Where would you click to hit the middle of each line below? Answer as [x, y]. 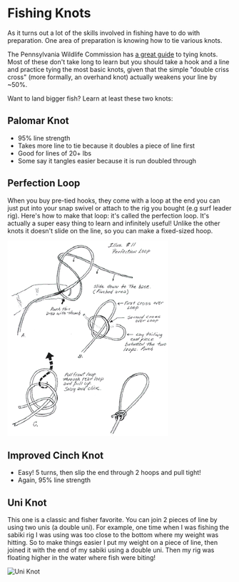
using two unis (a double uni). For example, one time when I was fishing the [118, 527]
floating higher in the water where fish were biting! [81, 558]
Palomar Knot [38, 121]
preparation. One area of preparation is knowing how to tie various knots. [115, 40]
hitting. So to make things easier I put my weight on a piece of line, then [113, 543]
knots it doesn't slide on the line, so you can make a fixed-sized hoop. [110, 230]
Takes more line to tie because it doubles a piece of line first [106, 145]
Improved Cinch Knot [56, 455]
